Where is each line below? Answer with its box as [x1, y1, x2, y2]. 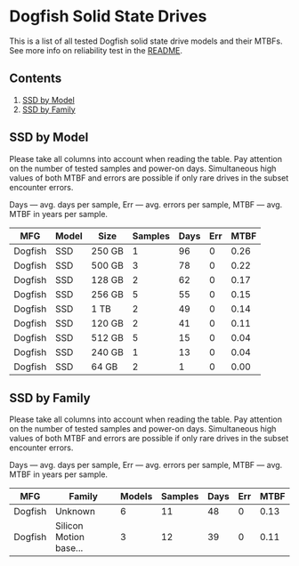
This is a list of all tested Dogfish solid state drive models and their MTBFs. [9, 36, 283, 46]
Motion [54, 531, 85, 544]
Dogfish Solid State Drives [9, 6, 207, 27]
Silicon [54, 520, 84, 532]
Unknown [54, 505, 96, 518]
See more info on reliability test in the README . [9, 44, 183, 55]
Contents [9, 71, 62, 86]
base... [54, 542, 84, 554]
